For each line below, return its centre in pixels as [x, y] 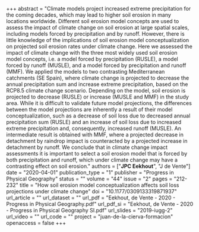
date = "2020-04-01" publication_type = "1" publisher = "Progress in [90, 172]
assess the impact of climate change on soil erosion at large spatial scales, [98, 27]
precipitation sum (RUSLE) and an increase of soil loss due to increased [94, 122]
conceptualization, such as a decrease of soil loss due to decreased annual [98, 116]
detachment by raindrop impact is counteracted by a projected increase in [97, 141]
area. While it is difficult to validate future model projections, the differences [99, 103]
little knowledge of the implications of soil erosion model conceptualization [98, 40]
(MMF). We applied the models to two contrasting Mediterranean [86, 71]
